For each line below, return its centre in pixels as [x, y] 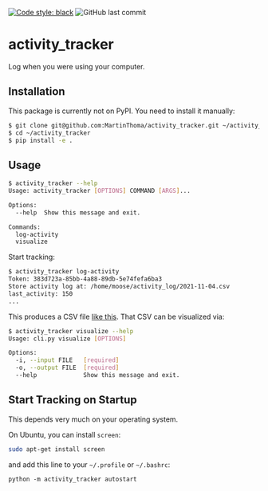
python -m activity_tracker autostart [73, 479]
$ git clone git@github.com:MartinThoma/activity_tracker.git [114, 125]
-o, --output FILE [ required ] [67, 368]
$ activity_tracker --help [53, 183]
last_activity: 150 [41, 294]
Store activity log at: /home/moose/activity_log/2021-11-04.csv [119, 287]
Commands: [25, 227]
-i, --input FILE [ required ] [67, 360]
